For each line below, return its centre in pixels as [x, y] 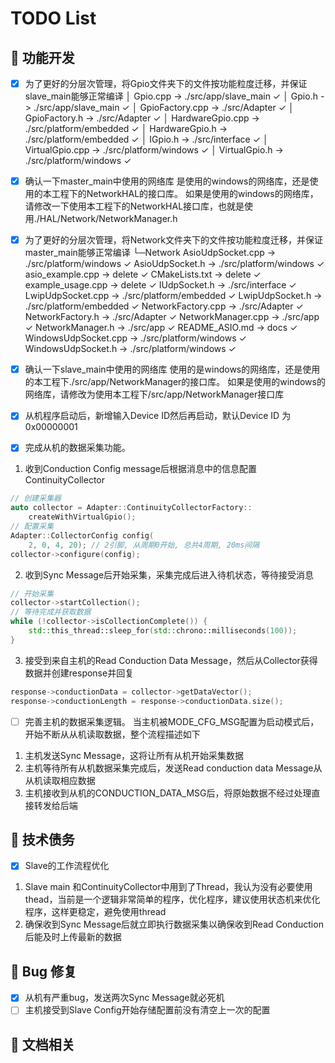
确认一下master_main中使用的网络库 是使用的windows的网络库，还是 [167, 181]
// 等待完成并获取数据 [51, 612]
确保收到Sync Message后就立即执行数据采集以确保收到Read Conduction [174, 924]
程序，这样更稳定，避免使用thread [95, 912]
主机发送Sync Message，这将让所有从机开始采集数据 [134, 755]
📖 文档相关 [42, 1044]
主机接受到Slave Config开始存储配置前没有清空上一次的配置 [147, 1010]
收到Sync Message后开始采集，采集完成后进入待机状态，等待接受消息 [169, 574]
